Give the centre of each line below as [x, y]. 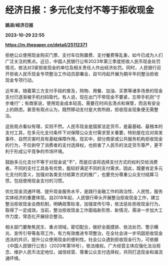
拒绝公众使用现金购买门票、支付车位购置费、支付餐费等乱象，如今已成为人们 [84, 55]
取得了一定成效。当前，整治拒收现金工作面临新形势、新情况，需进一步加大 [82, 210]
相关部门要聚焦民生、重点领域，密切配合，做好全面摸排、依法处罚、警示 [79, 227]
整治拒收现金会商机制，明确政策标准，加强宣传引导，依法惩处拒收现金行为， [84, 203]
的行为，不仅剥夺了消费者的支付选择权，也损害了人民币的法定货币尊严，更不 [84, 145]
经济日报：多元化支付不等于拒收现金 [80, 10]
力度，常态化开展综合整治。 [38, 216]
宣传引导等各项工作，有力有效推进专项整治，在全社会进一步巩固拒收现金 [88, 233]
